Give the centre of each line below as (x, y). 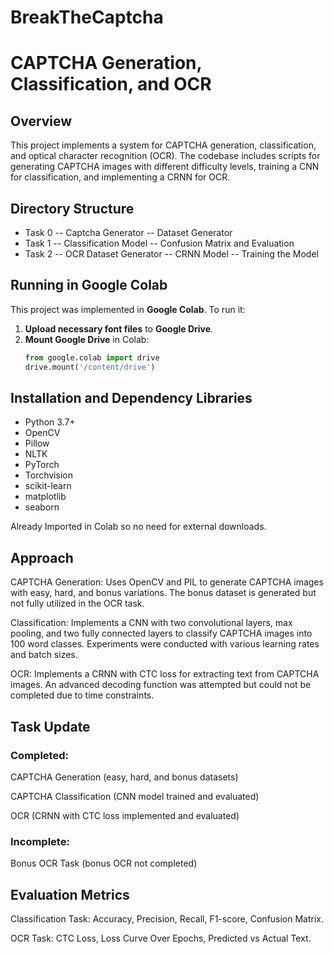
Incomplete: (40, 841)
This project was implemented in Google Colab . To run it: (128, 309)
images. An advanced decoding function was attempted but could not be (161, 685)
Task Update (50, 726)
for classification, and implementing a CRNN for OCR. (120, 177)
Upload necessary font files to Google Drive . (119, 328)
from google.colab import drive (92, 357)
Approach (42, 557)
